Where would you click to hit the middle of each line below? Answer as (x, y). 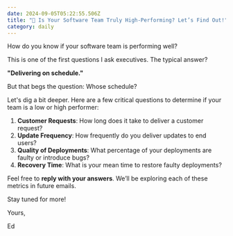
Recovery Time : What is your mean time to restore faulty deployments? (119, 165)
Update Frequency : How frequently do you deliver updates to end (112, 135)
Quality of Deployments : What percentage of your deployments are (114, 151)
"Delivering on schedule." (45, 73)
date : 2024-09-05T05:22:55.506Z (54, 14)
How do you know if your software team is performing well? (93, 47)
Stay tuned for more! (37, 199)
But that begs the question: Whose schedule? (72, 87)
